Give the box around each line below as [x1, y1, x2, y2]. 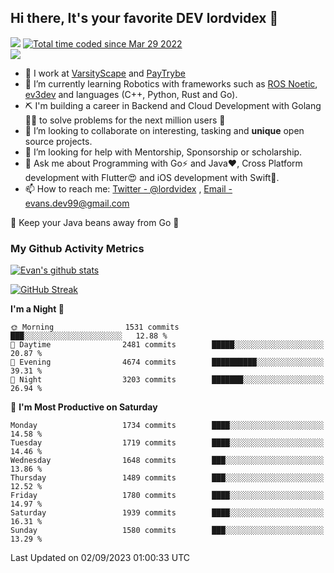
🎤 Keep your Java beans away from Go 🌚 [10, 216, 180, 228]
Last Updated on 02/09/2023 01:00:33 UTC [10, 552, 191, 564]
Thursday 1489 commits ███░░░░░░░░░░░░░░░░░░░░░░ [10, 473, 325, 483]
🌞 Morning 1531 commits [10, 322, 180, 333]
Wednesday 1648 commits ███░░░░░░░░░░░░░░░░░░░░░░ [10, 456, 325, 466]
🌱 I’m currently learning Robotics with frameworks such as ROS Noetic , [24, 77, 318, 90]
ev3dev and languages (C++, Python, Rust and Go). [24, 88, 238, 100]
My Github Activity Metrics [10, 241, 145, 255]
